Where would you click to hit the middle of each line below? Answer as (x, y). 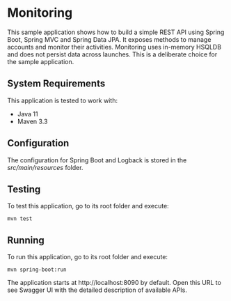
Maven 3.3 (32, 121)
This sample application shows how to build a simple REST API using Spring (116, 32)
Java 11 (27, 114)
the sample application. (41, 61)
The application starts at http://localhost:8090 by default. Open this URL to (114, 283)
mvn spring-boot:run (37, 270)
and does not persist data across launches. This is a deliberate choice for (112, 54)
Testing (24, 189)
